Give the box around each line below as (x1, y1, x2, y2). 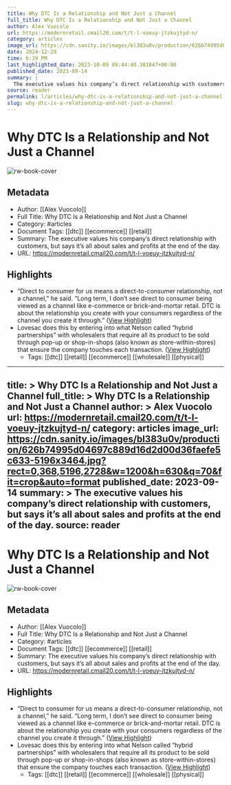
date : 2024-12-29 (7, 49, 57, 56)
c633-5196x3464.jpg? (7, 454, 107, 466)
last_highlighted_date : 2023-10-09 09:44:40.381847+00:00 (7, 61, 177, 68)
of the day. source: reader (7, 519, 120, 531)
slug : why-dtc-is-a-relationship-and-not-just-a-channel (7, 100, 174, 107)
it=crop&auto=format (7, 476, 101, 488)
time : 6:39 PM (7, 55, 48, 62)
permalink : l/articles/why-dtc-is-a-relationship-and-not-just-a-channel (7, 94, 223, 101)
